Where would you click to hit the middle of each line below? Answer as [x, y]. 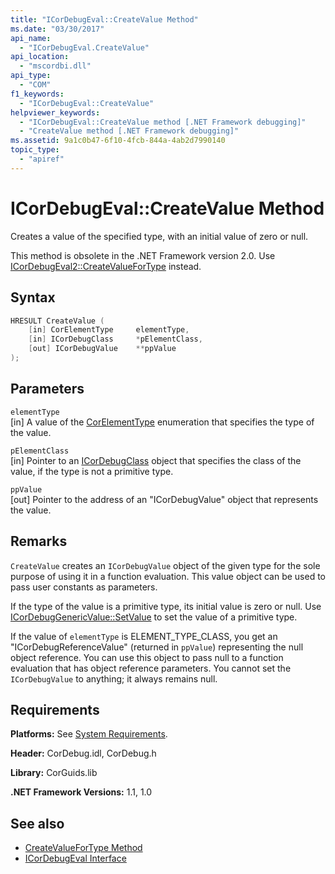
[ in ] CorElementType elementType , [109, 330]
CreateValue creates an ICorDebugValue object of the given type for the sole [165, 565]
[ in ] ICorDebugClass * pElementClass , [115, 339]
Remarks [39, 541]
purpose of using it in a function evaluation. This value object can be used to [168, 576]
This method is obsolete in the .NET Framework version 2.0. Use [143, 255]
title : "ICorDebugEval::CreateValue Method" [104, 19]
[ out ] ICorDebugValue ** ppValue [102, 349]
